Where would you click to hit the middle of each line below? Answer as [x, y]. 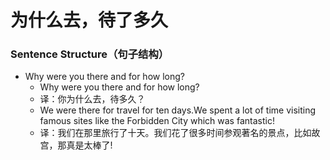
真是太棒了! [89, 145]
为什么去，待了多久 [89, 20]
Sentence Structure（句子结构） [90, 54]
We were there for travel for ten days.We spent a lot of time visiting [178, 110]
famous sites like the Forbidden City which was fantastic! [157, 121]
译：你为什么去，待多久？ [92, 99]
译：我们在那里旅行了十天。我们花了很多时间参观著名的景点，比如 [175, 133]
